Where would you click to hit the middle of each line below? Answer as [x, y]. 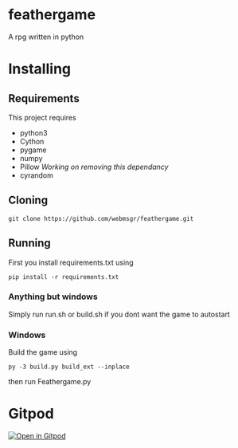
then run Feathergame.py [50, 382]
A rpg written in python [46, 37]
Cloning [28, 200]
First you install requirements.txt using [71, 262]
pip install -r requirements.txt [64, 277]
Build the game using [43, 352]
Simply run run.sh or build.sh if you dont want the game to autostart [119, 314]
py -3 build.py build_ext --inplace [69, 367]
